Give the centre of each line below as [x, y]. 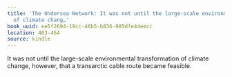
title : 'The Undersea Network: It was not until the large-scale [103, 13]
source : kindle [29, 39]
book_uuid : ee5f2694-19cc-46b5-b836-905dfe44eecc [80, 26]
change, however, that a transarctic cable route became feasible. [99, 66]
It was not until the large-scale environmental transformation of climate [108, 58]
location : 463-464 [33, 33]
